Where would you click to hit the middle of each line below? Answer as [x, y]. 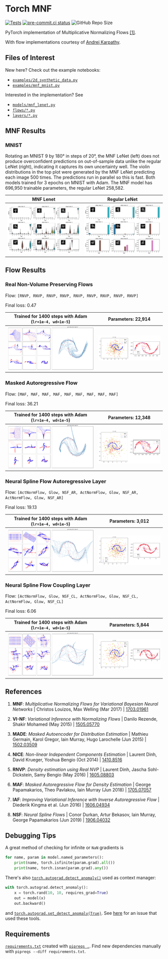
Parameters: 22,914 [129, 319]
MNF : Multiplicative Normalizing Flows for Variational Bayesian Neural [85, 704]
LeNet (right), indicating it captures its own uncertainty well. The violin [77, 167]
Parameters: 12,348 [129, 418]
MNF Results [25, 131]
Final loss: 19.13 [21, 507]
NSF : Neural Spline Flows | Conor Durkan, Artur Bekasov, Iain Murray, [84, 814]
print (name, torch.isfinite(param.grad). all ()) [64, 863]
